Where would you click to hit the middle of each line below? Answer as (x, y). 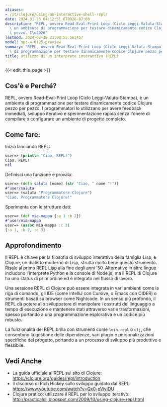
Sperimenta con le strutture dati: (38, 207)
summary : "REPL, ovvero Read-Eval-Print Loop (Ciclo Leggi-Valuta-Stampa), (85, 47)
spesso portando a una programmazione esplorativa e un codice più (75, 314)
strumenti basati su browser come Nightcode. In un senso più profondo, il (80, 299)
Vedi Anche (24, 361)
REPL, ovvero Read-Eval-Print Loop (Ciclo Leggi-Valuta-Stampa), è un (77, 98)
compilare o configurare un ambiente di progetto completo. (66, 119)
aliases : (14, 10)
